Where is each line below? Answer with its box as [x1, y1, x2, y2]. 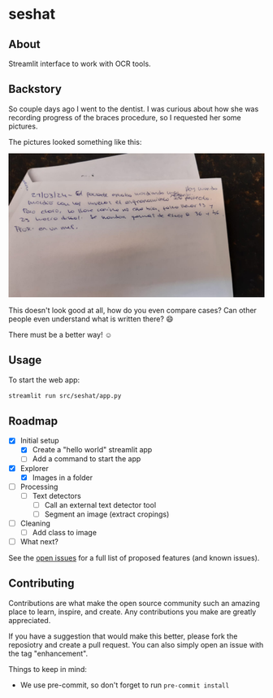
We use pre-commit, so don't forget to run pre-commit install [19, 680, 230, 690]
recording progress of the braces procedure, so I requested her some [8, 112, 241, 122]
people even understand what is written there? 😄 [8, 314, 174, 324]
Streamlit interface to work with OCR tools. [8, 59, 152, 68]
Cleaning [19, 518, 51, 528]
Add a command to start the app [32, 454, 141, 464]
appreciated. [8, 615, 51, 625]
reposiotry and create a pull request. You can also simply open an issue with [8, 639, 264, 649]
